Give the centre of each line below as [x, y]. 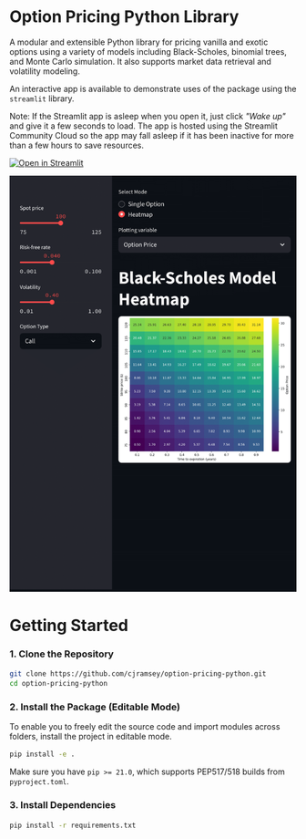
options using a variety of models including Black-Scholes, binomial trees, [148, 51]
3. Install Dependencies [63, 805]
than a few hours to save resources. [76, 145]
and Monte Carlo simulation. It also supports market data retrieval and [140, 61]
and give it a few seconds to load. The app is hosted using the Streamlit [143, 126]
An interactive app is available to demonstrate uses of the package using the [153, 88]
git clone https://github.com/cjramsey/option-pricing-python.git [138, 674]
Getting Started [69, 626]
